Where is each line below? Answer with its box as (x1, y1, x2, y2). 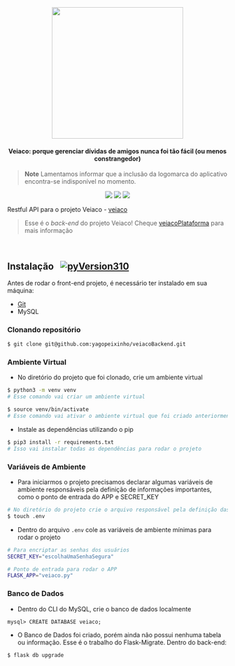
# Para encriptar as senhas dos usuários (7, 546, 130, 553)
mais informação (24, 226, 73, 235)
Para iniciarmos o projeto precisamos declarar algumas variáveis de (17, 478, 213, 487)
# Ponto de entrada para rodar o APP (7, 566, 117, 573)
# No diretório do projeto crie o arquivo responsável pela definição (7, 506, 218, 514)
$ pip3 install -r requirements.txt (7, 438, 114, 446)
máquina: (7, 287, 34, 295)
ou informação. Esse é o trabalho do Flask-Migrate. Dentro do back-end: (17, 638, 227, 646)
